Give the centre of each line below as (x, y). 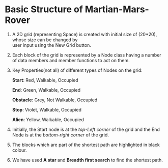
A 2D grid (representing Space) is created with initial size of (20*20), (85, 34)
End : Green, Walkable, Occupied (46, 90)
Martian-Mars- (117, 9)
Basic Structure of (44, 9)
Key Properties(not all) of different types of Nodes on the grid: (77, 70)
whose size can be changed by (45, 40)
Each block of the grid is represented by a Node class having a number (87, 55)
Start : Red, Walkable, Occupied (45, 80)
